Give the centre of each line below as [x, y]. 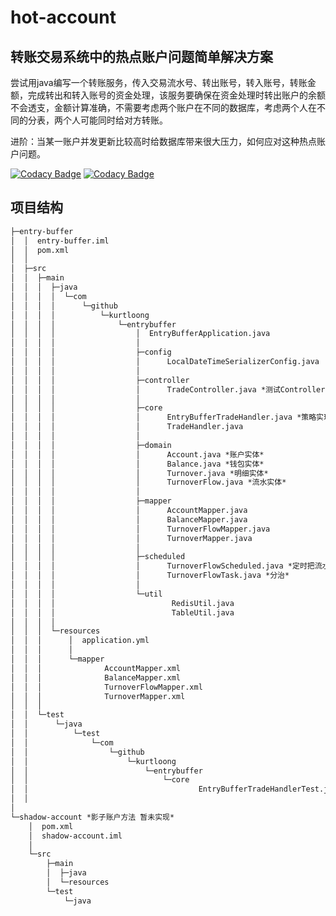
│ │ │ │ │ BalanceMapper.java [129, 519]
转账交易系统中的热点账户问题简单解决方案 [141, 56]
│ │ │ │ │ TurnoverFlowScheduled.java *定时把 [162, 566]
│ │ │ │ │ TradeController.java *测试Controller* [170, 389]
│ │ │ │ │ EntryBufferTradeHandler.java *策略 [163, 417]
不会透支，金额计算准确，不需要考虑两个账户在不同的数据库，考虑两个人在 [163, 107]
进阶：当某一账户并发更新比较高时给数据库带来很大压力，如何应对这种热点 [163, 141]
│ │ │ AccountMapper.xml [96, 668]
